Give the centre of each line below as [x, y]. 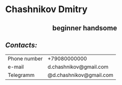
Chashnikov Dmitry [46, 9]
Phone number [25, 59]
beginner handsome [85, 28]
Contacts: [21, 45]
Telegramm [21, 75]
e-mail [16, 67]
